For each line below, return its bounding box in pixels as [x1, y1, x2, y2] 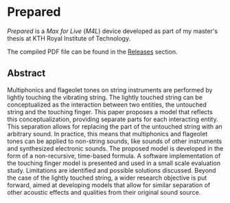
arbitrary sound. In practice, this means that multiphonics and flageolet [7, 129, 208, 138]
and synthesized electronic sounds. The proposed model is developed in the [7, 144, 224, 152]
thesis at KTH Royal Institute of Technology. [7, 34, 131, 42]
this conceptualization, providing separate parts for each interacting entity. [7, 115, 218, 123]
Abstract [7, 67, 46, 79]
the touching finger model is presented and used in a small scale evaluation [7, 159, 221, 167]
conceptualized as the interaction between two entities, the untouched [7, 100, 207, 109]
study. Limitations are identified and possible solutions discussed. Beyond [7, 166, 216, 174]
